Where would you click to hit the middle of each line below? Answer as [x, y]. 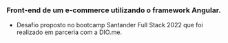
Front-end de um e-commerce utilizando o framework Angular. [114, 10]
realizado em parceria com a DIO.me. [69, 32]
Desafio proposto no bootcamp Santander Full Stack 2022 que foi [110, 25]
